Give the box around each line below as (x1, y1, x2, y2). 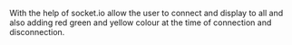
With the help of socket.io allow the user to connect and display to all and (9, 8, 284, 18)
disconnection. (9, 27, 65, 37)
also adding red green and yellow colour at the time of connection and (9, 17, 272, 28)
